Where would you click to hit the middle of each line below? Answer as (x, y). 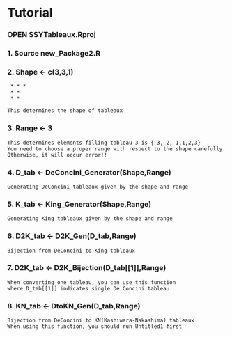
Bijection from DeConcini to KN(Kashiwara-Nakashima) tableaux (101, 321)
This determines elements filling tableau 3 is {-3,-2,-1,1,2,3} (104, 143)
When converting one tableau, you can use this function (92, 282)
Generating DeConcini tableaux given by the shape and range (98, 187)
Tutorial (30, 13)
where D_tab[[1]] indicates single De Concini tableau (88, 288)
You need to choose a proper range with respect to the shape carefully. (117, 149)
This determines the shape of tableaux (65, 111)
